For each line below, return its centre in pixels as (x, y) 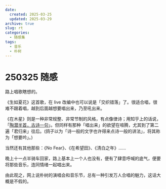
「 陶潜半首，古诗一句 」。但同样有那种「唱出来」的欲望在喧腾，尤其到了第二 (82, 125)
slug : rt (14, 28)
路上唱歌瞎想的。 (22, 92)
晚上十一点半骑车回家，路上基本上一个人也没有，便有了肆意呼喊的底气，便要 (83, 158)
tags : (11, 42)
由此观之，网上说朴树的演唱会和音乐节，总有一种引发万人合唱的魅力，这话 (81, 175)
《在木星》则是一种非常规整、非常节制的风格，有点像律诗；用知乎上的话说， (83, 119)
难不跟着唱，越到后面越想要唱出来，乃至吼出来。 (55, 108)
